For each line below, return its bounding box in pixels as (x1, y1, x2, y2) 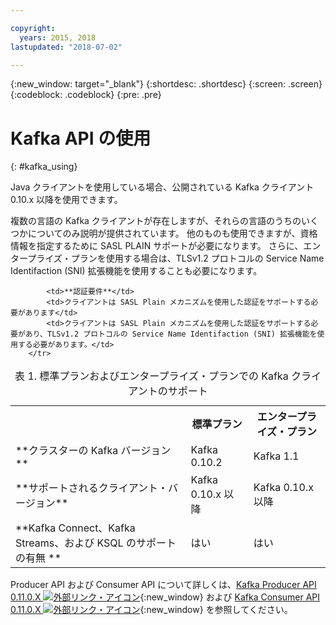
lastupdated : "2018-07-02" (10, 42, 123, 52)
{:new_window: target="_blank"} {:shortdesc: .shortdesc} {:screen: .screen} (10, 78, 323, 90)
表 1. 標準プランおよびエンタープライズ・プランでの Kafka (14, 369, 289, 383)
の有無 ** (15, 551, 62, 565)
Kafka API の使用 (10, 127, 152, 150)
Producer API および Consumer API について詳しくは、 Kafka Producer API (10, 579, 317, 591)
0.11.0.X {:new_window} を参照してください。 (10, 604, 293, 616)
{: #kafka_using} (10, 161, 78, 173)
